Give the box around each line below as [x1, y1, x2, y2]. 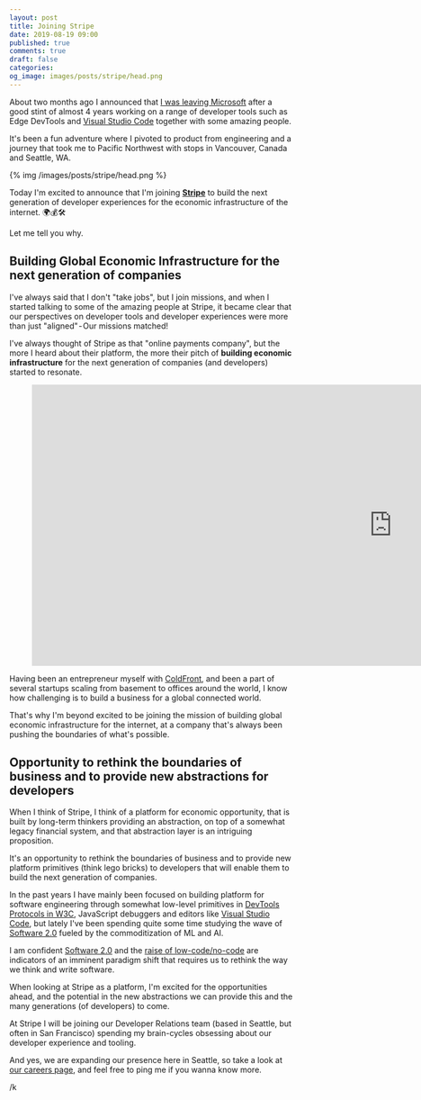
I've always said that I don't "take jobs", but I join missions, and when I [9, 292, 270, 302]
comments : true [9, 47, 67, 56]
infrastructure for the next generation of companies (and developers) [9, 356, 268, 367]
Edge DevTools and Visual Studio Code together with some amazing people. [9, 115, 292, 126]
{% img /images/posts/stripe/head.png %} [9, 169, 167, 180]
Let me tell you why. [9, 227, 84, 239]
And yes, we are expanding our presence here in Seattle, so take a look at [9, 1055, 283, 1066]
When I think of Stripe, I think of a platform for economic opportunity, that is [9, 807, 291, 817]
